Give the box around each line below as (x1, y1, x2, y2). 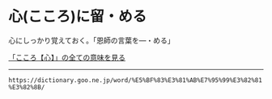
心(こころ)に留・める (8, 7, 147, 26)
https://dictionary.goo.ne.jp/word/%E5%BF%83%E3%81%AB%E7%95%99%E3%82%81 (8, 76, 263, 85)
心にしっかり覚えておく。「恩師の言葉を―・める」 (8, 35, 175, 45)
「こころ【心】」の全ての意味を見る (8, 52, 125, 62)
